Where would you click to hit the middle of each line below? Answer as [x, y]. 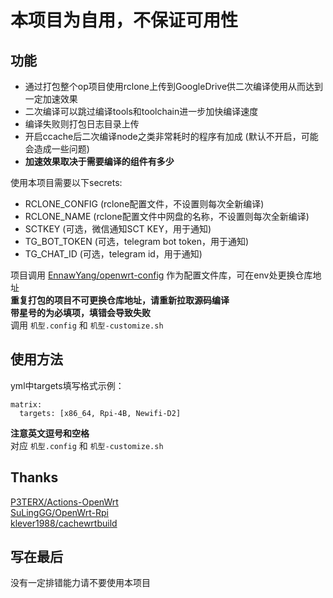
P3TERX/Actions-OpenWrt [64, 502]
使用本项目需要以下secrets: [66, 182]
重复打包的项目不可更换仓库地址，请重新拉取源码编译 [120, 300]
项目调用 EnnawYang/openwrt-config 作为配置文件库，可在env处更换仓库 [161, 275]
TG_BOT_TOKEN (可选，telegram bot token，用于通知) [137, 241]
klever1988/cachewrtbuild [64, 523]
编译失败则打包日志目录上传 [82, 124]
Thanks [34, 477]
